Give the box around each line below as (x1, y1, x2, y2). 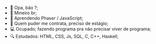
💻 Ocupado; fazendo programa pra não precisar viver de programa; (10, 26, 151, 32)
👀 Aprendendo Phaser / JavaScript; (10, 15, 83, 21)
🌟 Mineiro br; (10, 10, 37, 16)
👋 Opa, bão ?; (10, 5, 39, 10)
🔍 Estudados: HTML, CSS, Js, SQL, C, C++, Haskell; (10, 34, 119, 39)
